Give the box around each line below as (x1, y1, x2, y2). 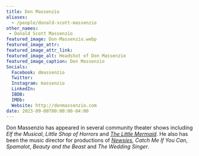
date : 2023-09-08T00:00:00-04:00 (6, 108, 89, 114)
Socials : (6, 63, 28, 70)
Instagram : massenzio (11, 81, 65, 87)
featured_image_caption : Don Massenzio (6, 58, 105, 64)
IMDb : (11, 97, 26, 103)
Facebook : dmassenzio (11, 69, 65, 75)
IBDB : (11, 91, 26, 97)
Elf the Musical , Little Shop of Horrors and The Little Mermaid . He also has (6, 130, 188, 138)
